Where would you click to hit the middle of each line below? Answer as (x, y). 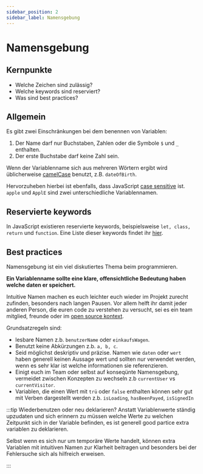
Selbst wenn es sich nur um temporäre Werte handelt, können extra (91, 441)
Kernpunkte (29, 70)
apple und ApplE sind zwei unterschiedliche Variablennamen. (82, 193)
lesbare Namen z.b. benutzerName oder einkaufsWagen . (82, 340)
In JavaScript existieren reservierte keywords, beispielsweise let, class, (98, 226)
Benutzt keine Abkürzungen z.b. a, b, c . (66, 346)
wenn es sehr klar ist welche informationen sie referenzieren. (91, 365)
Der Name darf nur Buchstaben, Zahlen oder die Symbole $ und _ (97, 143)
